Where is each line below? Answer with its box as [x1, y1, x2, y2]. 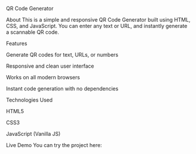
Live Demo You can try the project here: [6, 142, 102, 148]
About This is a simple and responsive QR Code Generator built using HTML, [6, 16, 191, 23]
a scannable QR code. [6, 29, 60, 36]
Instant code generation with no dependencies [6, 85, 119, 92]
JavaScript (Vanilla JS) [6, 131, 61, 137]
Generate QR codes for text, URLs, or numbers [6, 51, 119, 58]
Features [6, 40, 27, 47]
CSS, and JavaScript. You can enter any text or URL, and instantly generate [6, 23, 188, 29]
